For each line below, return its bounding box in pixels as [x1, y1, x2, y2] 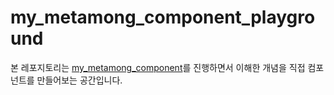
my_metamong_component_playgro [10, 6, 316, 29]
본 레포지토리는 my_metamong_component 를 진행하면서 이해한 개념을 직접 [10, 61, 306, 73]
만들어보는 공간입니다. [36, 74, 123, 86]
